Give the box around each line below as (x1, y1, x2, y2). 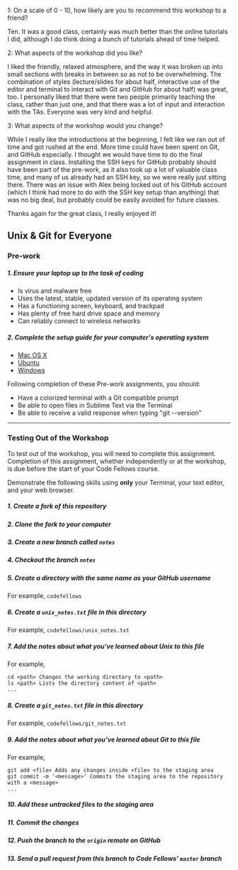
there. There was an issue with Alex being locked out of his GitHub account (7, 180, 227, 189)
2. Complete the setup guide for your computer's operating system (7, 333, 209, 342)
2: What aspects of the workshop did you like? (7, 49, 143, 57)
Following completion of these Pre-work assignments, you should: (7, 380, 200, 388)
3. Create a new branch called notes (7, 538, 115, 546)
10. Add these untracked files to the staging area (7, 800, 154, 809)
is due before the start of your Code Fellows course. (7, 464, 159, 473)
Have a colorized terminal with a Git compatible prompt (17, 393, 179, 402)
